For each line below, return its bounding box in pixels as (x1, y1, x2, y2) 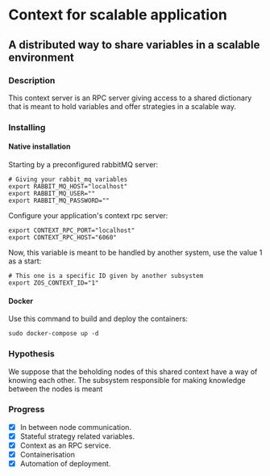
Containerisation (19, 449, 75, 459)
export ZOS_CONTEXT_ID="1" (8, 279, 99, 287)
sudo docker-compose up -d (8, 330, 99, 338)
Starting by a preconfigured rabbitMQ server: (8, 160, 159, 169)
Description (8, 74, 56, 86)
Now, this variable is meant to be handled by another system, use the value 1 (8, 248, 263, 257)
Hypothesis (8, 348, 55, 360)
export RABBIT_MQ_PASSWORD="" (8, 196, 110, 204)
